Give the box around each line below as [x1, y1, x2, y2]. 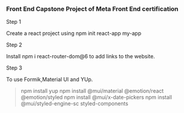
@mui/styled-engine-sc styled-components [20, 100, 129, 107]
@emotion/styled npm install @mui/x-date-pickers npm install [20, 94, 172, 101]
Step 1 [6, 18, 21, 26]
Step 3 [6, 64, 23, 71]
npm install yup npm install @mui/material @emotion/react [20, 87, 164, 95]
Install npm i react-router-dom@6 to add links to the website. [6, 53, 156, 60]
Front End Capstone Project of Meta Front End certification [6, 5, 179, 13]
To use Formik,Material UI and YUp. [6, 76, 93, 83]
